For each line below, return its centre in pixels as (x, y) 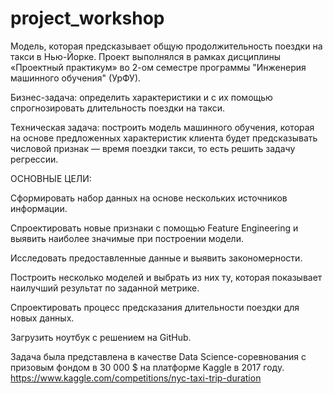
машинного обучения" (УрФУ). (76, 78)
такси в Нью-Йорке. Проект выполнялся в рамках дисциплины (146, 56)
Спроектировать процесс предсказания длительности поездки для (155, 307)
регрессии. (34, 159)
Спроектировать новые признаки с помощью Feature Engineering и (154, 228)
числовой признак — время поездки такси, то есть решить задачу (153, 148)
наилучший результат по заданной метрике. (105, 288)
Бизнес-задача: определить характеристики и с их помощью (141, 97)
